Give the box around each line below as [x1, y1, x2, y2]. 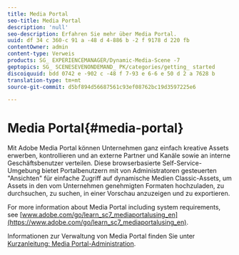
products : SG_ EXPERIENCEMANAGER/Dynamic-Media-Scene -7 [7, 57, 180, 64]
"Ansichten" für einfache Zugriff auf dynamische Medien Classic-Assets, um [7, 174, 232, 182]
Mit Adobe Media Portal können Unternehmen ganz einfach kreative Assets [7, 144, 230, 152]
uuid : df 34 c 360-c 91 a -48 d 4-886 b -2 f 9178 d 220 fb [7, 37, 190, 44]
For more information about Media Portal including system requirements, [7, 203, 221, 212]
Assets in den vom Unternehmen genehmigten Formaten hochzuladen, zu [7, 182, 225, 190]
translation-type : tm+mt [7, 76, 81, 84]
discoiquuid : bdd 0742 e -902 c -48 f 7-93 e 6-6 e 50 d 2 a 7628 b [7, 70, 215, 77]
